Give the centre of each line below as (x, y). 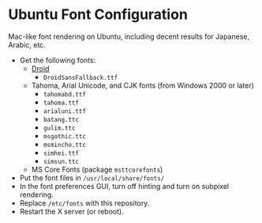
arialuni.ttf (65, 111)
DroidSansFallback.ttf (80, 77)
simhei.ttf (61, 153)
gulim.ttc (59, 128)
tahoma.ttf (61, 103)
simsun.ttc (61, 161)
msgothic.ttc (65, 136)
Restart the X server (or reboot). (71, 211)
